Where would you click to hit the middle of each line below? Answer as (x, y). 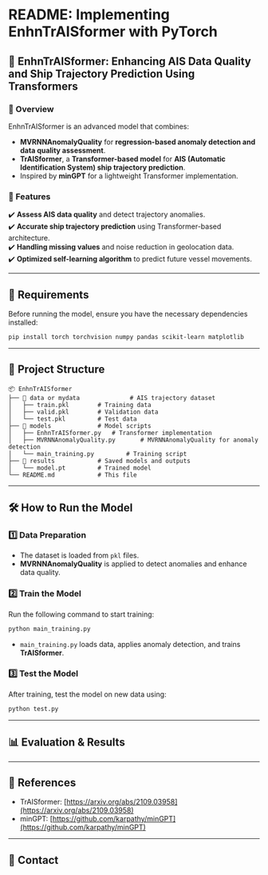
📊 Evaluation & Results (67, 743)
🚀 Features (30, 196)
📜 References (42, 783)
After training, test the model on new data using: (87, 694)
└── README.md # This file (73, 475)
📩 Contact (33, 860)
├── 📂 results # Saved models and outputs (100, 461)
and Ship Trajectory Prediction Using (102, 74)
